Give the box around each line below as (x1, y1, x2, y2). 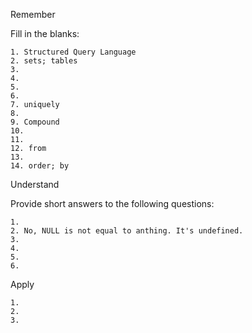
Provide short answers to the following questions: (10, 198, 215, 209)
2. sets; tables (10, 56, 78, 66)
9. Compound (10, 117, 60, 127)
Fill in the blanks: (10, 28, 80, 39)
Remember (10, 9, 56, 20)
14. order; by (10, 161, 70, 171)
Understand (10, 179, 60, 190)
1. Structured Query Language (10, 47, 137, 57)
